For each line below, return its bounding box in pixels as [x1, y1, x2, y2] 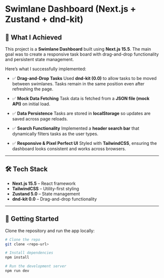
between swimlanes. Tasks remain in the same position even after [12, 81, 145, 86]
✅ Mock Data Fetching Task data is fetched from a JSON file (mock [12, 96, 150, 101]
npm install [5, 255, 29, 260]
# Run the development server [5, 264, 67, 269]
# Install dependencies [5, 250, 54, 256]
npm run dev [5, 268, 29, 273]
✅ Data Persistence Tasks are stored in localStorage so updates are [12, 111, 151, 116]
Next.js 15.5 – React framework [12, 180, 76, 186]
